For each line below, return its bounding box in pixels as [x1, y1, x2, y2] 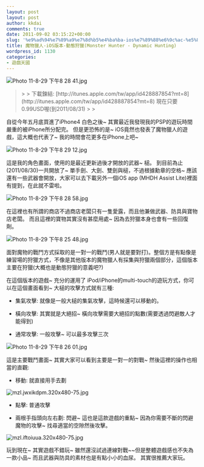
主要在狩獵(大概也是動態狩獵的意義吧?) [6, 263, 104, 270]
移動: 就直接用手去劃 [15, 377, 67, 384]
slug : [6, 37, 20, 43]
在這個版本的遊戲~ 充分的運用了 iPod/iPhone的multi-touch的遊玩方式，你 [6, 277, 189, 284]
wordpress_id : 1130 [6, 49, 56, 55]
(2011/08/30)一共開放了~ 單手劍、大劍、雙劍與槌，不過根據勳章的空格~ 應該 [6, 166, 197, 173]
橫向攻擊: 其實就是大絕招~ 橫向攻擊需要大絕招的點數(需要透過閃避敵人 [15, 310, 191, 317]
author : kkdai [6, 20, 42, 26]
